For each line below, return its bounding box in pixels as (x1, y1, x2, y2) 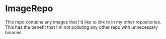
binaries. (5, 29, 23, 35)
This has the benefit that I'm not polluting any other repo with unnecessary (5, 24, 158, 30)
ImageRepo (5, 3, 53, 14)
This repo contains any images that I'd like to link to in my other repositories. (5, 19, 162, 25)
